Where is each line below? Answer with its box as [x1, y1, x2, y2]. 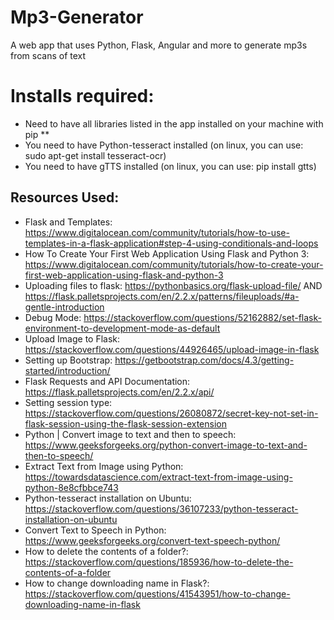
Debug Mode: [24, 311, 82, 323]
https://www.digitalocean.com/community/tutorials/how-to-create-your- [24, 258, 324, 270]
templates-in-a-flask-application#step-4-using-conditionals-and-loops [24, 237, 319, 249]
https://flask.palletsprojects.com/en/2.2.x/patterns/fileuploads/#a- [24, 290, 300, 302]
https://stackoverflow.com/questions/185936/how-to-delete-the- [24, 556, 294, 568]
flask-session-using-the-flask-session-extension [24, 417, 227, 430]
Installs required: [10, 85, 155, 108]
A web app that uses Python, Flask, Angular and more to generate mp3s [10, 39, 308, 51]
